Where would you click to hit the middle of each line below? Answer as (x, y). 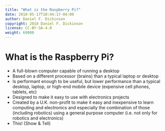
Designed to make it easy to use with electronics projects (71, 97)
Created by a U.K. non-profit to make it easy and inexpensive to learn (83, 102)
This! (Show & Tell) (31, 123)
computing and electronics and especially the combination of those (81, 107)
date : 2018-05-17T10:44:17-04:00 (40, 14)
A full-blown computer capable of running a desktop (66, 71)
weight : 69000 (20, 33)
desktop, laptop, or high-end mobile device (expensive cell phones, (81, 87)
